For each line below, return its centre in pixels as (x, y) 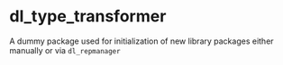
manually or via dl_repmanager (65, 50)
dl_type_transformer (88, 16)
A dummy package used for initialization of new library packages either (141, 41)
